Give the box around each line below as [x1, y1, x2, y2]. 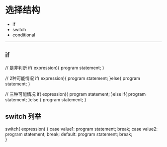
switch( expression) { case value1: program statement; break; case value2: [5, 126, 158, 132]
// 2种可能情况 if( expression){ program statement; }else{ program [5, 75, 141, 81]
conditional [12, 32, 36, 38]
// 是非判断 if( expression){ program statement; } [5, 65, 104, 71]
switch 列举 [5, 112, 41, 121]
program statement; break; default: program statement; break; [5, 131, 133, 137]
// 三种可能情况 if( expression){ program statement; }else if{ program [5, 91, 146, 97]
